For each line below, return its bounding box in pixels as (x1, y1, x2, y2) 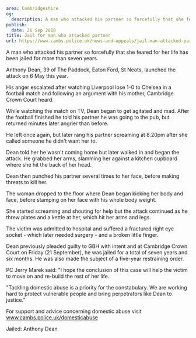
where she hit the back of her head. (6, 161, 92, 168)
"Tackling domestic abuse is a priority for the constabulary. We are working (6, 284, 188, 291)
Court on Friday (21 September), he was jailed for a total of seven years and (6, 249, 188, 256)
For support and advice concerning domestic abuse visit (6, 308, 142, 315)
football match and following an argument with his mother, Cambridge (6, 90, 174, 97)
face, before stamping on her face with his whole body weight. (6, 196, 156, 204)
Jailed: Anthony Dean (6, 325, 58, 333)
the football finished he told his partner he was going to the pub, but (6, 114, 170, 121)
